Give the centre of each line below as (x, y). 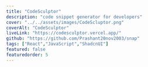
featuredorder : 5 (27, 55)
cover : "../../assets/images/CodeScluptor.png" (65, 22)
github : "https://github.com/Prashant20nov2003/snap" (73, 38)
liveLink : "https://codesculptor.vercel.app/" (64, 33)
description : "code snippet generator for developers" (74, 17)
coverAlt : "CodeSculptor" (37, 28)
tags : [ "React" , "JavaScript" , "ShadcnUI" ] (57, 44)
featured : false (26, 50)
